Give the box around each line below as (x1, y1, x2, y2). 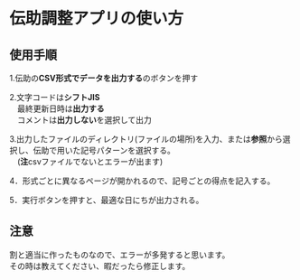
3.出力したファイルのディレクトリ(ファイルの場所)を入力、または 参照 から (9, 134, 283, 145)
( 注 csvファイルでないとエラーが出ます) (16, 156, 164, 167)
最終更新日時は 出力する (16, 103, 105, 114)
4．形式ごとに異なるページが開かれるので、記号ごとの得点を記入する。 (9, 175, 276, 186)
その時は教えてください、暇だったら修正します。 (9, 260, 191, 271)
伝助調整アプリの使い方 (9, 8, 184, 29)
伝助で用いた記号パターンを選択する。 (33, 145, 176, 155)
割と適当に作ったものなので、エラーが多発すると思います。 (9, 249, 230, 260)
